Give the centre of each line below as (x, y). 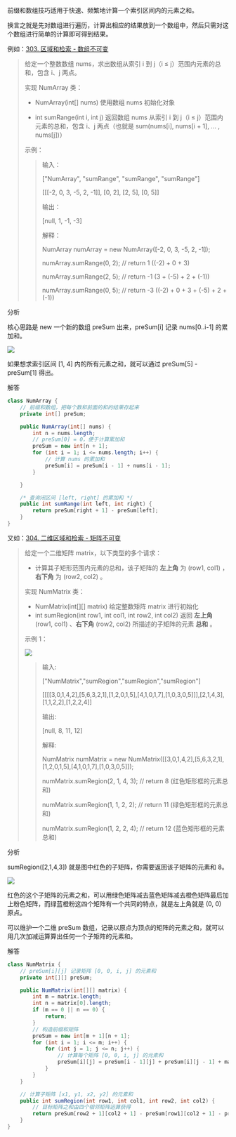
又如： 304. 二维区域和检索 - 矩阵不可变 (64, 538)
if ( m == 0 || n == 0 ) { (69, 1010)
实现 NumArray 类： (53, 87)
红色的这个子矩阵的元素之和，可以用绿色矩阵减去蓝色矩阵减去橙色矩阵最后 (115, 895)
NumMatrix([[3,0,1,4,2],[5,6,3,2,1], (176, 759)
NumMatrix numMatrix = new (84, 759)
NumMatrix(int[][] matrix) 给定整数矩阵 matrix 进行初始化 (117, 606)
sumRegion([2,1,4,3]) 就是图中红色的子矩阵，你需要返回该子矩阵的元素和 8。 (118, 867)
